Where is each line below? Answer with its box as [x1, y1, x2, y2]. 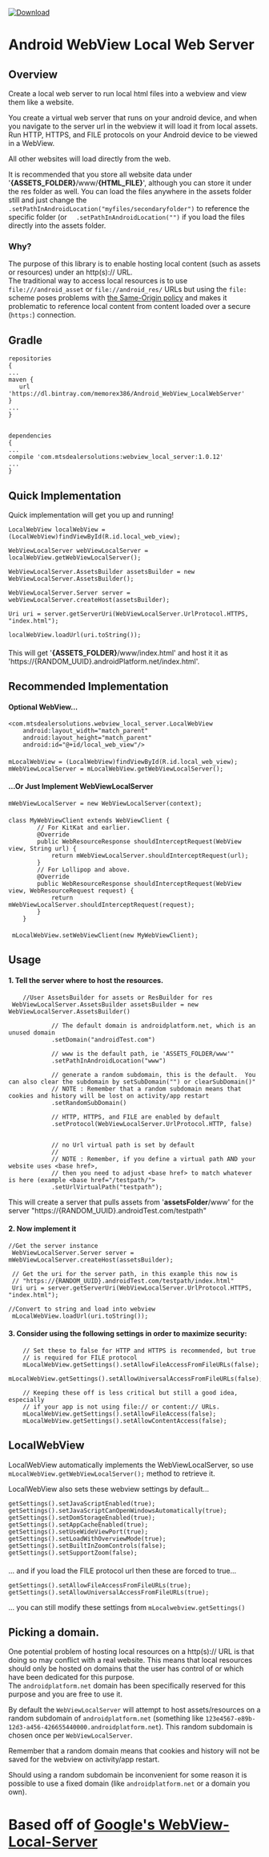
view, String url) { [8, 844, 78, 852]
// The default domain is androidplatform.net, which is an [50, 1022, 256, 1030]
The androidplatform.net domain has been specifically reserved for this [8, 1681, 246, 1691]
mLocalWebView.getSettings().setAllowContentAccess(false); [22, 1417, 227, 1425]
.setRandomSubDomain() [50, 1099, 127, 1107]
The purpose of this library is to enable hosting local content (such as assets [8, 259, 261, 269]
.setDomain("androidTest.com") [50, 1035, 156, 1043]
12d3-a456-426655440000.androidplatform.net [8, 1724, 159, 1732]
